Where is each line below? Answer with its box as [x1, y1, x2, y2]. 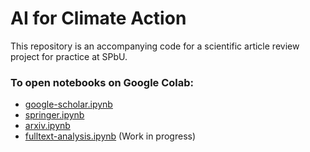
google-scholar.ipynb [24, 98, 113, 111]
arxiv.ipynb [24, 120, 71, 132]
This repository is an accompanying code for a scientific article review [10, 40, 300, 52]
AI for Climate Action [10, 7, 187, 30]
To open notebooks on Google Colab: [10, 75, 195, 89]
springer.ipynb [24, 109, 85, 121]
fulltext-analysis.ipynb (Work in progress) [24, 130, 197, 142]
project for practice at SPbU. [10, 50, 128, 62]
